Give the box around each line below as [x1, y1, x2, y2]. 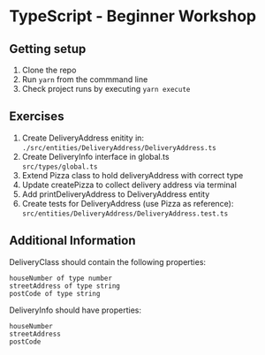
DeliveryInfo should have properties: [9, 305, 142, 315]
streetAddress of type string [9, 281, 121, 291]
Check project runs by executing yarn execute [21, 84, 191, 94]
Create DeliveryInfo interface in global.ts [21, 151, 170, 162]
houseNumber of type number [9, 274, 113, 283]
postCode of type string [9, 289, 101, 298]
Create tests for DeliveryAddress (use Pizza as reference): [21, 198, 234, 208]
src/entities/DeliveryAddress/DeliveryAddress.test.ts [21, 209, 229, 218]
